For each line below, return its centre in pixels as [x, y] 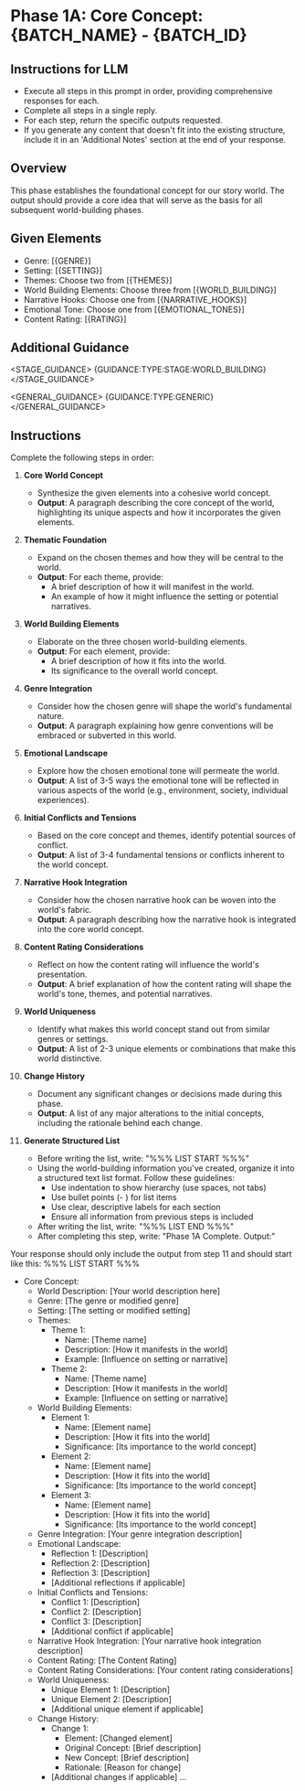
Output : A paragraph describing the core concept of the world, [156, 503]
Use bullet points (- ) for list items [114, 1197]
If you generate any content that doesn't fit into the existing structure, [154, 130]
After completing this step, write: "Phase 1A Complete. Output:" [156, 1237]
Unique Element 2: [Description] [111, 1700]
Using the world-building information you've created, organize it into [166, 1168]
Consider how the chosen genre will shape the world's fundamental [164, 706]
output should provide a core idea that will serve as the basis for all [137, 200]
